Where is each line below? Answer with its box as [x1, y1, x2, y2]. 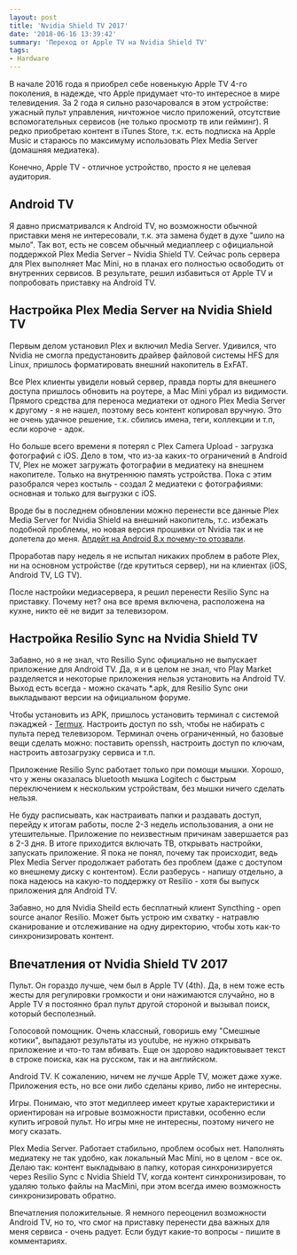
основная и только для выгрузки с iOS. [9, 487, 157, 498]
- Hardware [9, 54, 50, 63]
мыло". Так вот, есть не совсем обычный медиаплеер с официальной [9, 239, 274, 249]
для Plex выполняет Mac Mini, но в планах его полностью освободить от [9, 258, 285, 269]
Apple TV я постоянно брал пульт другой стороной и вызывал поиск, [9, 999, 270, 1010]
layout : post [9, 12, 58, 22]
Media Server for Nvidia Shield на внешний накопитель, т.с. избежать [9, 514, 269, 525]
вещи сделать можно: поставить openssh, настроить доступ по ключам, [9, 738, 285, 748]
